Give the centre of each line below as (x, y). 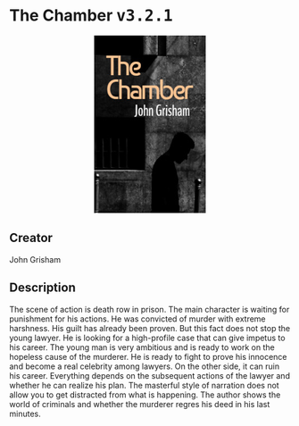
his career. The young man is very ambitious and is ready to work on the (142, 347)
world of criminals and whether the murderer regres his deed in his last (140, 404)
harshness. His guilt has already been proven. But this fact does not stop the (150, 328)
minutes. (25, 413)
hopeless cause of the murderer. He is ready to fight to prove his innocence (148, 356)
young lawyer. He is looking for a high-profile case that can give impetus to (147, 338)
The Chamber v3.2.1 (91, 16)
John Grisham (35, 259)
